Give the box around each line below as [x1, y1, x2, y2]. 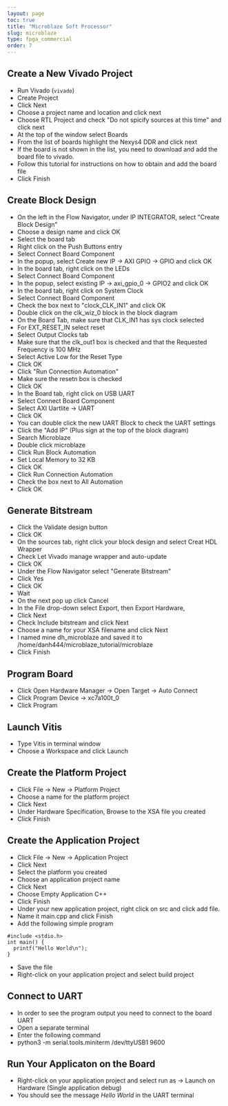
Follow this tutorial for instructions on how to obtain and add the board [17, 160, 217, 168]
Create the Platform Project [7, 767, 127, 779]
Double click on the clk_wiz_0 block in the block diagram [17, 308, 178, 317]
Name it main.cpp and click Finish [17, 912, 114, 920]
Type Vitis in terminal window [17, 739, 101, 748]
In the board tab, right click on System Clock [17, 286, 144, 295]
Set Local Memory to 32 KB [17, 455, 96, 463]
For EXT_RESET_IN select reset [17, 323, 105, 331]
